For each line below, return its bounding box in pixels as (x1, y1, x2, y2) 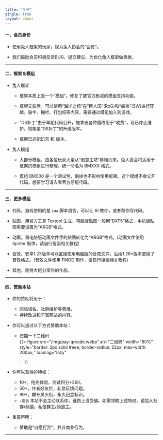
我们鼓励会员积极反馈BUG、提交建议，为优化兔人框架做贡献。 (12, 54, 136, 60)
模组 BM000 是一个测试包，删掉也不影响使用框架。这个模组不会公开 (19, 173, 156, 179)
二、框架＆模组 (5, 71, 35, 77)
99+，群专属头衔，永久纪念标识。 (19, 392, 87, 398)
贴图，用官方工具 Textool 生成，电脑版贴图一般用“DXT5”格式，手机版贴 (12, 218, 155, 224)
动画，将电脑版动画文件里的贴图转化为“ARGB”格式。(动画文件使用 (12, 234, 144, 240)
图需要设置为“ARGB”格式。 (12, 224, 66, 230)
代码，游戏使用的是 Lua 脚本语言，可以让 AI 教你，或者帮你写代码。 (12, 208, 147, 213)
